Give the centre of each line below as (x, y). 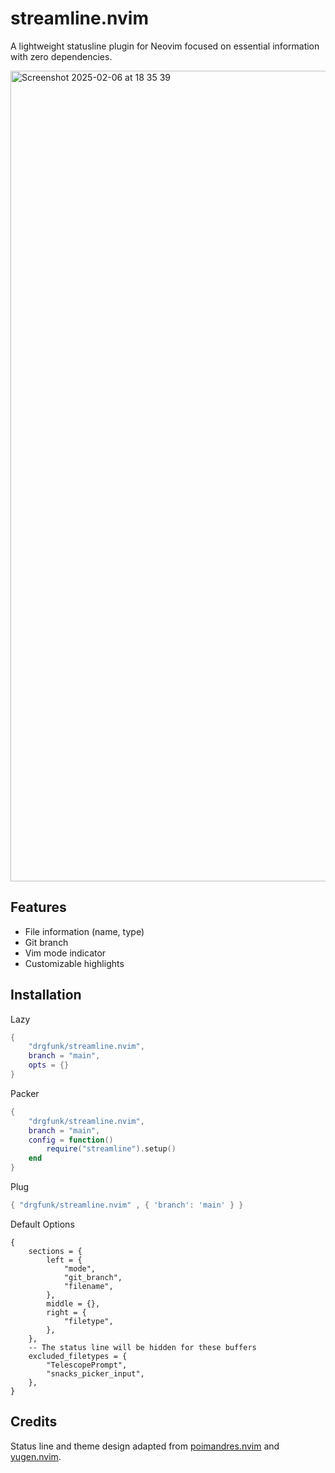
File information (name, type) (84, 931)
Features (38, 907)
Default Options (42, 1224)
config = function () (71, 1140)
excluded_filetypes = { (78, 1356)
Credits (34, 1422)
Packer (25, 1093)
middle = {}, (73, 1303)
